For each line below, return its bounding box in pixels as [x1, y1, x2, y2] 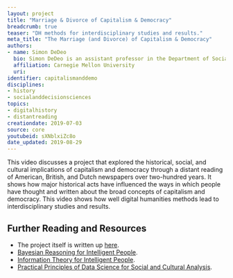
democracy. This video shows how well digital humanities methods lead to [7, 195, 220, 203]
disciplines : [7, 81, 45, 88]
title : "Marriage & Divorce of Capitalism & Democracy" [7, 17, 172, 24]
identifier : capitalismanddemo [7, 74, 98, 82]
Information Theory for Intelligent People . [17, 255, 135, 263]
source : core [7, 126, 45, 133]
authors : [7, 42, 33, 49]
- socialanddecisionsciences [7, 94, 92, 101]
